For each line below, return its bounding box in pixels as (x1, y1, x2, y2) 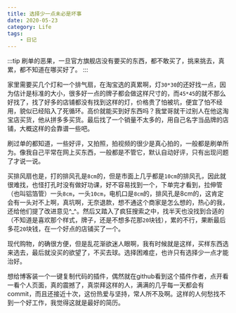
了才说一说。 (7, 157, 44, 165)
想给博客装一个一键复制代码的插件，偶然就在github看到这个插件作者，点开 (7, 272, 223, 281)
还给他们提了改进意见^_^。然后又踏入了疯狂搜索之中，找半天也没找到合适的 (7, 207, 225, 215)
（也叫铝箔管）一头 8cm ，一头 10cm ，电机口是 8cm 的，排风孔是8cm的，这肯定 (7, 189, 224, 198)
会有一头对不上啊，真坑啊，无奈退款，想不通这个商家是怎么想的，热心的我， (7, 198, 229, 207)
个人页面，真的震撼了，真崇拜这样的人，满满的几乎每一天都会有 (19, 281, 204, 289)
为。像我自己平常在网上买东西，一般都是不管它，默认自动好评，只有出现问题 (7, 148, 229, 157)
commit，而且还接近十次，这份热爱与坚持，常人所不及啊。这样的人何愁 (7, 290, 214, 298)
